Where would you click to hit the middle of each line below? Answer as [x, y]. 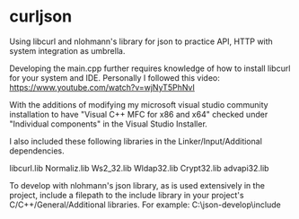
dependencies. [37, 151]
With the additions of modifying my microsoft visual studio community [139, 104]
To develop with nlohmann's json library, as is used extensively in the [137, 185]
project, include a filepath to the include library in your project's [127, 195]
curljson [41, 17]
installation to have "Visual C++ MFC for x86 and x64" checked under [139, 114]
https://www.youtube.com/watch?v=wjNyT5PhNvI [102, 87]
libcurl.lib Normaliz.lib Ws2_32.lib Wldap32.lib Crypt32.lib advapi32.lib [139, 168]
